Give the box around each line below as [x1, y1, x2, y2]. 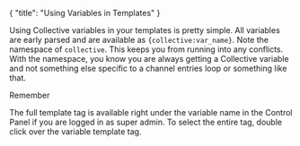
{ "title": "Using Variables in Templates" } [9, 8, 161, 18]
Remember [9, 90, 50, 100]
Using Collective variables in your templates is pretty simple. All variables [9, 25, 280, 35]
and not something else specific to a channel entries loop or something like [9, 63, 287, 73]
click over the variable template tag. [9, 126, 142, 137]
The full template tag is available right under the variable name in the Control [9, 107, 293, 117]
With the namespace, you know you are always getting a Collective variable [9, 54, 289, 64]
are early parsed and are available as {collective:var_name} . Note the [9, 35, 269, 45]
